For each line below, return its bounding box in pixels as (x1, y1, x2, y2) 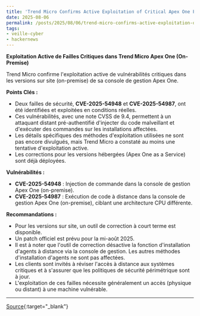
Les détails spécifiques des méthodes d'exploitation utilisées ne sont (14, 132, 184, 139)
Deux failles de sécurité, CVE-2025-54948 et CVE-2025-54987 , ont (14, 100, 186, 107)
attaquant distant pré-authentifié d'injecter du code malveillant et (14, 119, 174, 126)
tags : (6, 25, 20, 32)
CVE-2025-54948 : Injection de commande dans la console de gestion (14, 180, 190, 187)
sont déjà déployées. (14, 157, 67, 164)
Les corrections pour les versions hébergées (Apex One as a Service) (14, 151, 186, 158)
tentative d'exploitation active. (14, 144, 89, 151)
